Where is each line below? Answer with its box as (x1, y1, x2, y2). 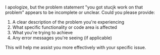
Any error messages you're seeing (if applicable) (12, 35, 112, 41)
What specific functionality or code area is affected (12, 24, 117, 30)
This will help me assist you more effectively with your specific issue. (5, 45, 146, 50)
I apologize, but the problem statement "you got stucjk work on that (5, 4, 143, 10)
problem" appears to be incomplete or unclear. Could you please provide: (5, 9, 155, 15)
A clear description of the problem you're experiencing (12, 19, 125, 25)
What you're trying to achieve (12, 30, 73, 35)
